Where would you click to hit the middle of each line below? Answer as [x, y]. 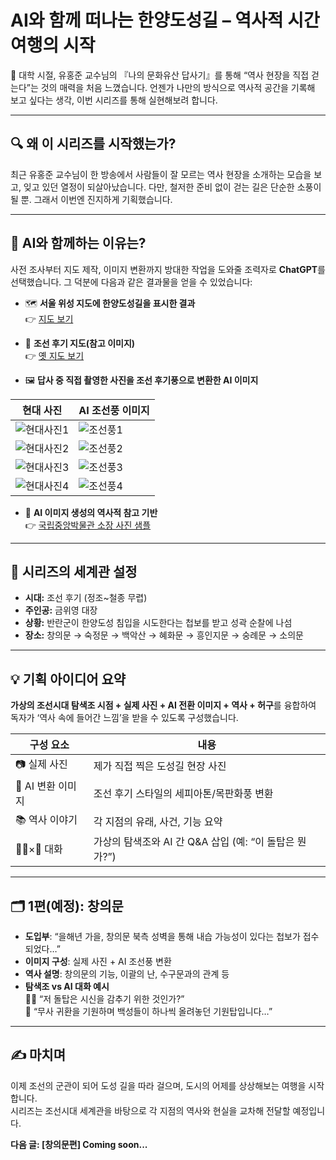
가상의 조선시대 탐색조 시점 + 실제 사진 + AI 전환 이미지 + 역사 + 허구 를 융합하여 [163, 705]
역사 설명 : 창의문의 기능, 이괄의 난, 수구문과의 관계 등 [127, 974]
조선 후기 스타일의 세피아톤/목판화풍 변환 [183, 794]
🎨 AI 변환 [35, 786]
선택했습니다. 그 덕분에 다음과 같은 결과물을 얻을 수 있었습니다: [131, 282]
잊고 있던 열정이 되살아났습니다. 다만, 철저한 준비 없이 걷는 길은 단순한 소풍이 [172, 187]
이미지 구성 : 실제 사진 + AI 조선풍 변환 [98, 961]
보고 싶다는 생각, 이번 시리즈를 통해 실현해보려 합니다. [114, 100]
